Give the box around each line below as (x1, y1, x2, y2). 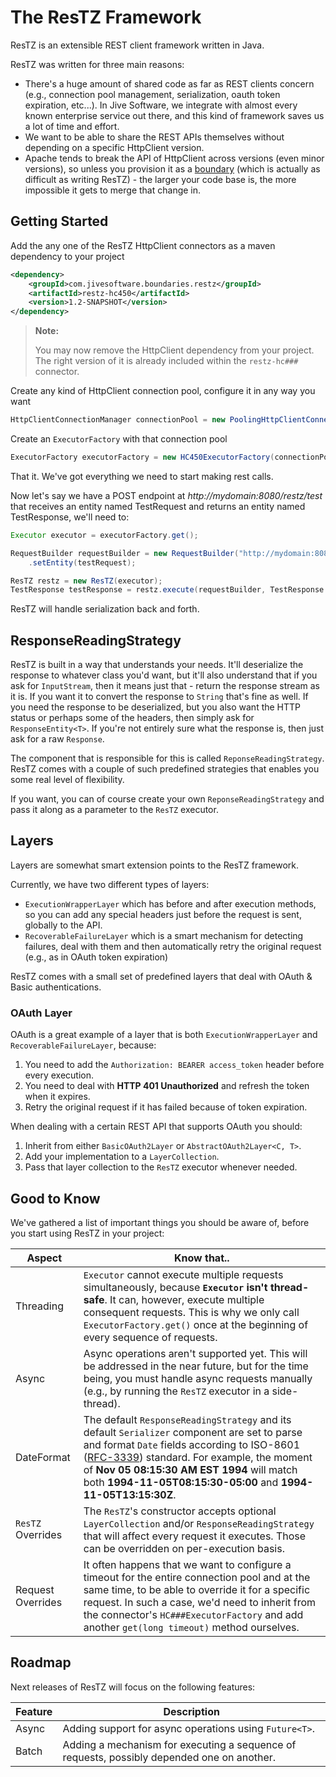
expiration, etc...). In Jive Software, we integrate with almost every (24, 99, 298, 111)
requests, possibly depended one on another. (62, 1750, 277, 1764)
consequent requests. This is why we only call (83, 1305, 300, 1319)
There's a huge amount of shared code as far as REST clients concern (24, 77, 315, 90)
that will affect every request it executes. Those (83, 1529, 307, 1543)
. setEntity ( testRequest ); (28, 557, 137, 568)
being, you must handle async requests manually (83, 1371, 313, 1385)
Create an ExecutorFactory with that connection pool (10, 433, 228, 445)
